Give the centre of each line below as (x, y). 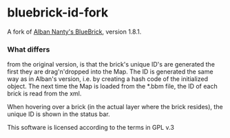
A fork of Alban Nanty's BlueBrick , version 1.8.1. (74, 32)
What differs (29, 49)
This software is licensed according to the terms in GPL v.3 (91, 128)
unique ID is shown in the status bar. (59, 114)
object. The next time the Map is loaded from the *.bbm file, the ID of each (113, 87)
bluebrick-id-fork (58, 13)
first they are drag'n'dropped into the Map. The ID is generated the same (110, 72)
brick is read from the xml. (44, 93)
